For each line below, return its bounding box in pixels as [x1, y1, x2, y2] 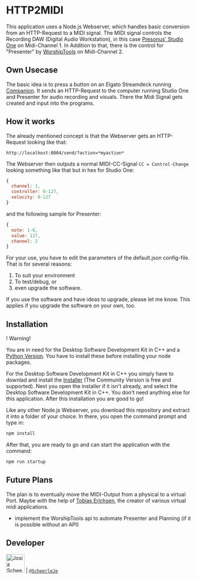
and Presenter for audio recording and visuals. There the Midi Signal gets [6, 93, 183, 100]
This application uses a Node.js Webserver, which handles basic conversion [6, 23, 190, 30]
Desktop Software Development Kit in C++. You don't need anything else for [6, 389, 191, 396]
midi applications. [6, 503, 49, 510]
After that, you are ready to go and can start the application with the [6, 441, 170, 448]
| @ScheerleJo [25, 566, 59, 574]
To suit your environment [14, 272, 75, 279]
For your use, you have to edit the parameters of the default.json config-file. [6, 254, 190, 261]
